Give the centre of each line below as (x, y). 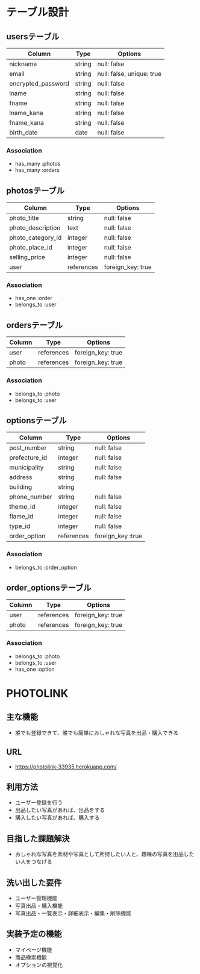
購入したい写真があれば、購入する (57, 818)
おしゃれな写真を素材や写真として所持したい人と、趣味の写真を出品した (105, 854)
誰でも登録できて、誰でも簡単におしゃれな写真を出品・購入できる (97, 732)
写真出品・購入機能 (39, 905)
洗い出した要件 (34, 883)
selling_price (27, 257)
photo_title (24, 218)
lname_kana (26, 113)
